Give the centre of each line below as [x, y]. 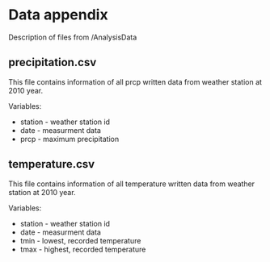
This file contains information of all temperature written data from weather [132, 184]
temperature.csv [52, 164]
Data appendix [58, 15]
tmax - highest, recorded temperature [83, 249]
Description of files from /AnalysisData [73, 37]
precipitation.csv [53, 62]
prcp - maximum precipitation [70, 139]
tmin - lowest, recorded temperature [80, 240]
